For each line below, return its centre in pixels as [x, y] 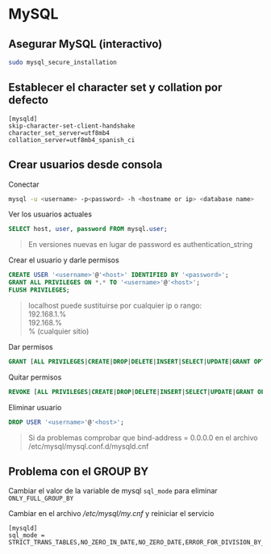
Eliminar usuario [35, 407]
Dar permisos [31, 346]
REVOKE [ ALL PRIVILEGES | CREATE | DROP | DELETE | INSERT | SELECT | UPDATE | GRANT [131, 392]
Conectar [24, 184]
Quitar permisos [35, 377]
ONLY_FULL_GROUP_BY [41, 499]
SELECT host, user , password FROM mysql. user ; [88, 229]
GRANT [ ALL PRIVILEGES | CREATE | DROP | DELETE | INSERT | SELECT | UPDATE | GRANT [129, 361]
